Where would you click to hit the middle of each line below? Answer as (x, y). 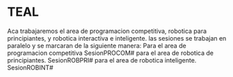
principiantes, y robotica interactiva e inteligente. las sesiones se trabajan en (117, 38)
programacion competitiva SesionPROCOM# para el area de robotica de (111, 53)
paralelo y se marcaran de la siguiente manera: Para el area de (97, 45)
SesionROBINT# (30, 67)
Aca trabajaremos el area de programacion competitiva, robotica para (107, 31)
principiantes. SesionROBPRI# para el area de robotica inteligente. (102, 60)
